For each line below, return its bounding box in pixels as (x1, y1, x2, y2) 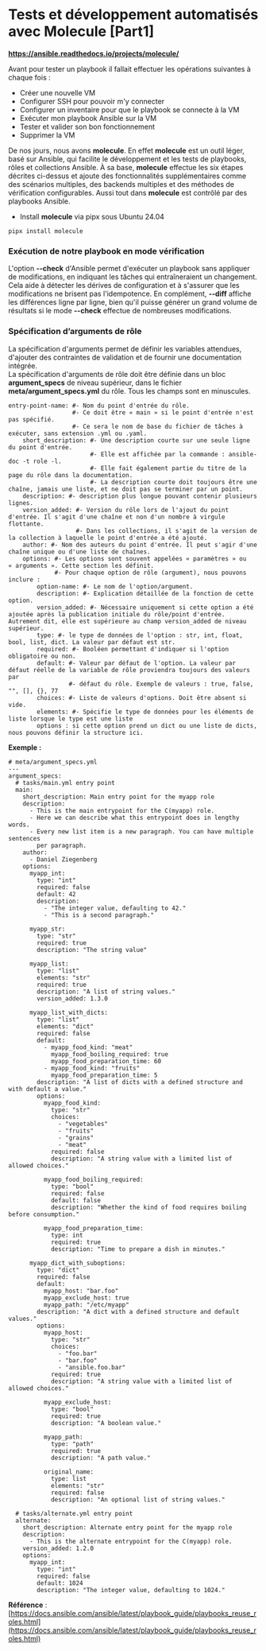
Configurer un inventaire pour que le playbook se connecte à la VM (19, 105, 240, 115)
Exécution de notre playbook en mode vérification (8, 245, 205, 256)
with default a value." (8, 1085, 87, 1093)
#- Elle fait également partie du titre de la (90, 464, 247, 472)
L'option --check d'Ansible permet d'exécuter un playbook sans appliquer (8, 264, 250, 274)
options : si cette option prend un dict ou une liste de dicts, (37, 721, 258, 729)
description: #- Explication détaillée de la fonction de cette (37, 589, 254, 597)
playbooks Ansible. (8, 196, 71, 206)
